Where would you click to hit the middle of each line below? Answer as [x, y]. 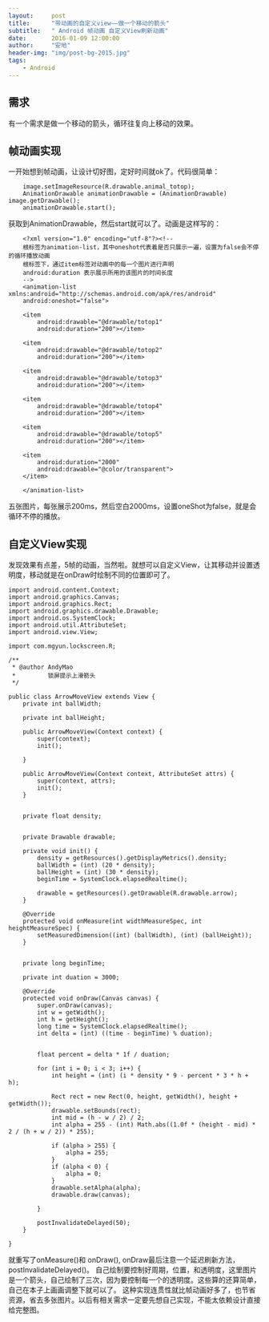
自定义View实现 [48, 544]
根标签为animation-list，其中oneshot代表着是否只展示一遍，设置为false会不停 [141, 248]
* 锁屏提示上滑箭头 [54, 676]
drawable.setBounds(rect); [96, 1111]
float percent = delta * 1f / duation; [104, 1055]
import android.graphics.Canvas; [64, 597]
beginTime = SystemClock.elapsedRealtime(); [112, 879]
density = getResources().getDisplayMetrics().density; [132, 859]
